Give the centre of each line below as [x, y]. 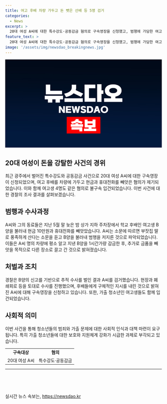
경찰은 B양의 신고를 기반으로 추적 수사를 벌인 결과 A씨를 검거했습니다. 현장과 [79, 279]
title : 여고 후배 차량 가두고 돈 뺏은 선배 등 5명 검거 [55, 10]
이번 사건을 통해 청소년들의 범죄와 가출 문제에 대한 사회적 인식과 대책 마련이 [78, 328]
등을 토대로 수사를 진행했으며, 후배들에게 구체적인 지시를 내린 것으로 [84, 286]
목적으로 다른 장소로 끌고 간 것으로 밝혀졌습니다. [61, 250]
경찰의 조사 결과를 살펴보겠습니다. [43, 195]
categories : [17, 16]
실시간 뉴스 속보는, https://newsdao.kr [43, 396]
